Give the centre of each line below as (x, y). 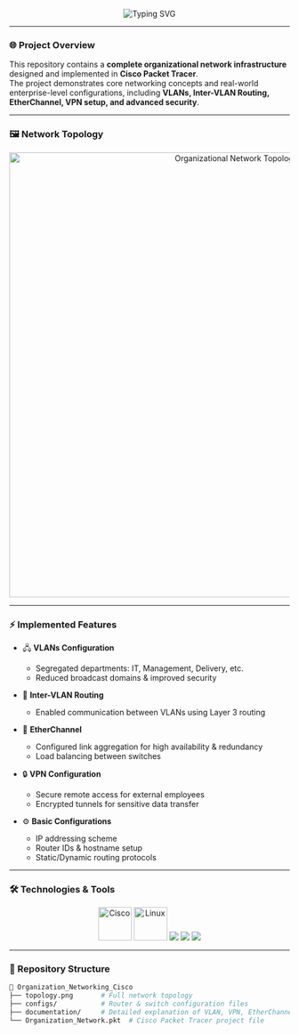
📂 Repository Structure (60, 969)
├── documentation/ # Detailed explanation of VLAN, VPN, (127, 1013)
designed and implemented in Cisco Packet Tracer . (104, 74)
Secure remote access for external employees (120, 794)
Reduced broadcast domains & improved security (126, 677)
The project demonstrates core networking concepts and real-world (134, 84)
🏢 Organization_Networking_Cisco (71, 988)
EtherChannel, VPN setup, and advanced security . (105, 102)
